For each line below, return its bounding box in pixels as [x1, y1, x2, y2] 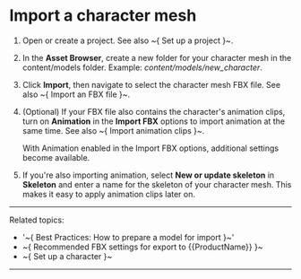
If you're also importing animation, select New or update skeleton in [21, 170, 275, 180]
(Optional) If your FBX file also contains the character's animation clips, [21, 106, 286, 117]
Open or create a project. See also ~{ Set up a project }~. [21, 35, 234, 46]
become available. [21, 152, 90, 162]
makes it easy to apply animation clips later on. [21, 188, 195, 199]
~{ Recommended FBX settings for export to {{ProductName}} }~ [21, 241, 263, 252]
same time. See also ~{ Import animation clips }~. [21, 125, 205, 135]
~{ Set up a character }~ [21, 250, 113, 261]
